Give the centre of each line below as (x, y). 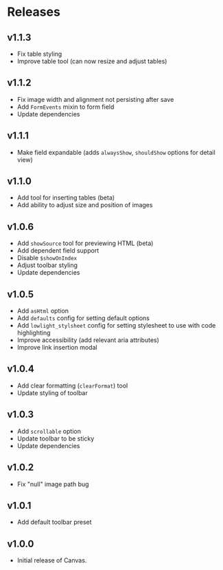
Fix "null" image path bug (53, 484)
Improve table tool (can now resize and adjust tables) (92, 61)
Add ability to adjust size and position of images (85, 205)
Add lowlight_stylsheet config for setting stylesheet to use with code (116, 326)
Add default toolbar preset (54, 522)
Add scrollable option (49, 431)
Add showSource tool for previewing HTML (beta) (85, 243)
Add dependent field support (58, 251)
